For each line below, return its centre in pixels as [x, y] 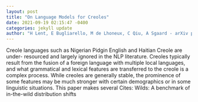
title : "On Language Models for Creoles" [58, 17]
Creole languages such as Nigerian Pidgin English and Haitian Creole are [94, 50]
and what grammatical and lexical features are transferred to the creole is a [97, 69]
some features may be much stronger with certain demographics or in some [98, 82]
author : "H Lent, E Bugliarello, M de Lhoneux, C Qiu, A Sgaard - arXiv [97, 34]
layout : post [22, 11]
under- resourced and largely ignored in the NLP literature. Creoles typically [98, 57]
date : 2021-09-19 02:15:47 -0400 [47, 22]
